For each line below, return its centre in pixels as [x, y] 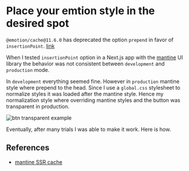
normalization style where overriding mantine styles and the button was [93, 100]
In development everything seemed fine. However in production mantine [93, 81]
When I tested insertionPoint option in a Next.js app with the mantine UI [94, 57]
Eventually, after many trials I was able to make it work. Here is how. [89, 129]
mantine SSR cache [38, 162]
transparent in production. [38, 106]
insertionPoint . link [30, 46]
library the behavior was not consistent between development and [85, 64]
